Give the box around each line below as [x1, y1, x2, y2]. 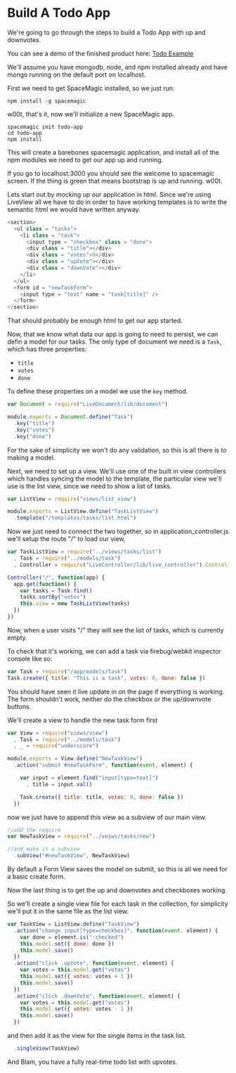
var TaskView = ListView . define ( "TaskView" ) [7, 921, 140, 928]
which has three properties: [7, 345, 87, 353]
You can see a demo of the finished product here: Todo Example [7, 49, 194, 58]
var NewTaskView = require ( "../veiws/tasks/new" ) [7, 833, 156, 840]
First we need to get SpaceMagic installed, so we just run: [7, 84, 175, 92]
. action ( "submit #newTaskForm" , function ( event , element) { [13, 762, 193, 769]
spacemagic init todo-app [7, 123, 83, 131]
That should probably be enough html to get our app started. [7, 316, 183, 325]
